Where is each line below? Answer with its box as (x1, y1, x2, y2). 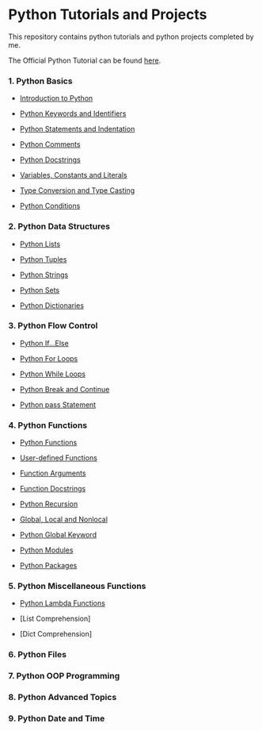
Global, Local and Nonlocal (19, 514, 108, 525)
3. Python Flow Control (8, 320, 98, 331)
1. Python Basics (8, 75, 73, 87)
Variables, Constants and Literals (19, 171, 128, 180)
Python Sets (19, 285, 60, 294)
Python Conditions (19, 201, 81, 211)
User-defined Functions (19, 453, 97, 463)
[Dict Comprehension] (19, 629, 93, 639)
